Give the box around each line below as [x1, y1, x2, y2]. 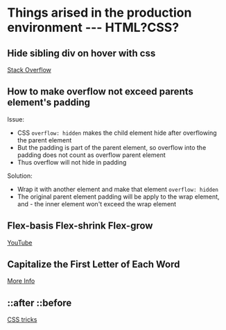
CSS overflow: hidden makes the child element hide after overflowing [17, 129, 217, 137]
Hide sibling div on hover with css [7, 47, 156, 59]
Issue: [7, 115, 25, 123]
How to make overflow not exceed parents [7, 85, 194, 98]
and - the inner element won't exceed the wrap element [17, 199, 177, 208]
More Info [7, 277, 35, 286]
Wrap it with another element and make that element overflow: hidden [17, 185, 218, 193]
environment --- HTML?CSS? [7, 19, 180, 35]
